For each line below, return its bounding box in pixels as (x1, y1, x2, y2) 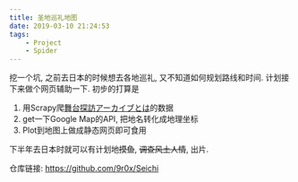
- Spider (25, 47, 58, 56)
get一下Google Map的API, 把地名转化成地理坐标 (21, 114, 199, 125)
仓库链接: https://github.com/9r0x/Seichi (9, 163, 159, 174)
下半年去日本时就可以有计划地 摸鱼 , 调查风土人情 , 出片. (9, 144, 209, 155)
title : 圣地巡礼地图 (9, 13, 78, 22)
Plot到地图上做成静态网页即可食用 (21, 125, 148, 135)
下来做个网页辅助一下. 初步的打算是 (9, 83, 140, 94)
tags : (9, 30, 30, 39)
